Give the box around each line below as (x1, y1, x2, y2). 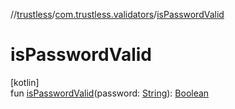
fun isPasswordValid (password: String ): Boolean (10, 87, 210, 99)
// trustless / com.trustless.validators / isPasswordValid (10, 9, 225, 20)
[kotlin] (10, 76, 40, 88)
